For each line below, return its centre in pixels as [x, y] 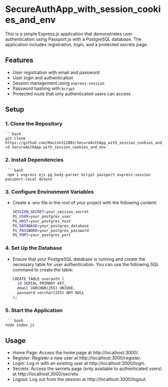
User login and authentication [43, 78]
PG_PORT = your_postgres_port [41, 235]
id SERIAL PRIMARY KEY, [42, 284]
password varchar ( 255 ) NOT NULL [51, 293]
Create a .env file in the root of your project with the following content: [85, 203]
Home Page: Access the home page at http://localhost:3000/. [76, 353]
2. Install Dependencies [34, 160]
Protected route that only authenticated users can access [71, 93]
